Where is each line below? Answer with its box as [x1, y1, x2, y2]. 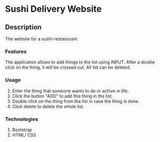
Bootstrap [12, 126, 32, 133]
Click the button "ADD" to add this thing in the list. [12, 93, 113, 99]
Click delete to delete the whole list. [12, 103, 85, 109]
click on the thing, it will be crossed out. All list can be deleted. [5, 65, 131, 71]
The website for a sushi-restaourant [5, 36, 77, 42]
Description [5, 23, 42, 31]
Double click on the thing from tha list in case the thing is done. [12, 98, 140, 104]
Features [5, 48, 27, 55]
